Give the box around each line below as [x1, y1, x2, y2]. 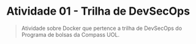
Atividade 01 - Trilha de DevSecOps [6, 4, 190, 18]
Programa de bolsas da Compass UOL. [21, 31, 120, 38]
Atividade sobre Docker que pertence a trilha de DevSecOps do [21, 24, 183, 32]
